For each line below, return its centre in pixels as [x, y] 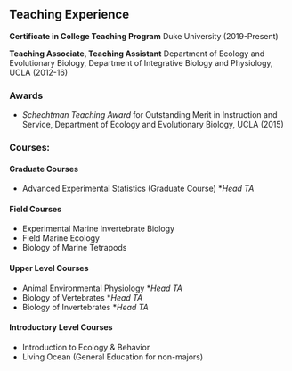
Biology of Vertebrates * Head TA [82, 297]
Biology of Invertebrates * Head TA [85, 307]
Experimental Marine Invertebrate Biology [98, 229]
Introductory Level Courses [61, 327]
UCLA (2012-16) [39, 72]
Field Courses [36, 209]
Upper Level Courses [49, 268]
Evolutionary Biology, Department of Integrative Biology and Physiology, [141, 62]
